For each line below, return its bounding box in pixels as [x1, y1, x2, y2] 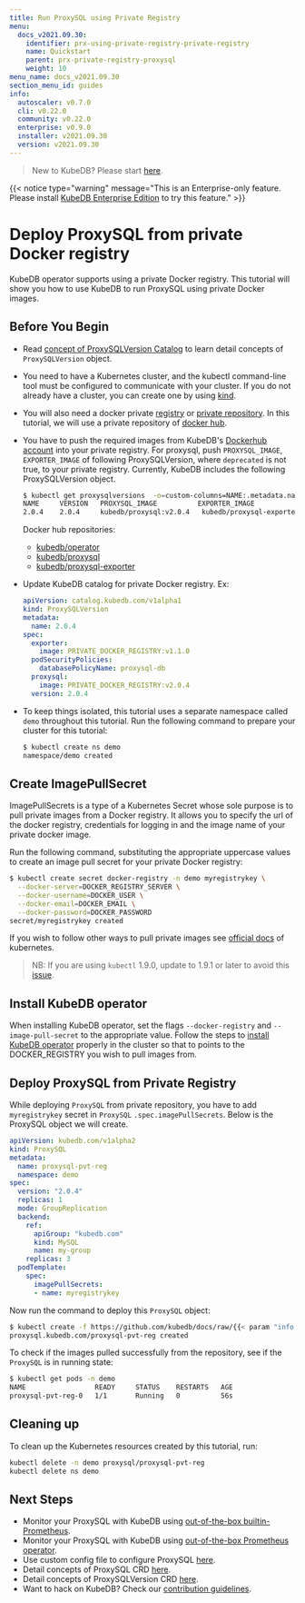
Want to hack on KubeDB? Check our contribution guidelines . [22, 1583, 252, 1595]
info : [9, 89, 30, 98]
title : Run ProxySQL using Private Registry [9, 13, 181, 23]
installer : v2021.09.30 [17, 132, 107, 141]
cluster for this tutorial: [22, 724, 108, 736]
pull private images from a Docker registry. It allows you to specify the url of [9, 810, 293, 821]
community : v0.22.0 [17, 114, 92, 124]
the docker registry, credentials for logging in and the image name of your [9, 820, 286, 831]
